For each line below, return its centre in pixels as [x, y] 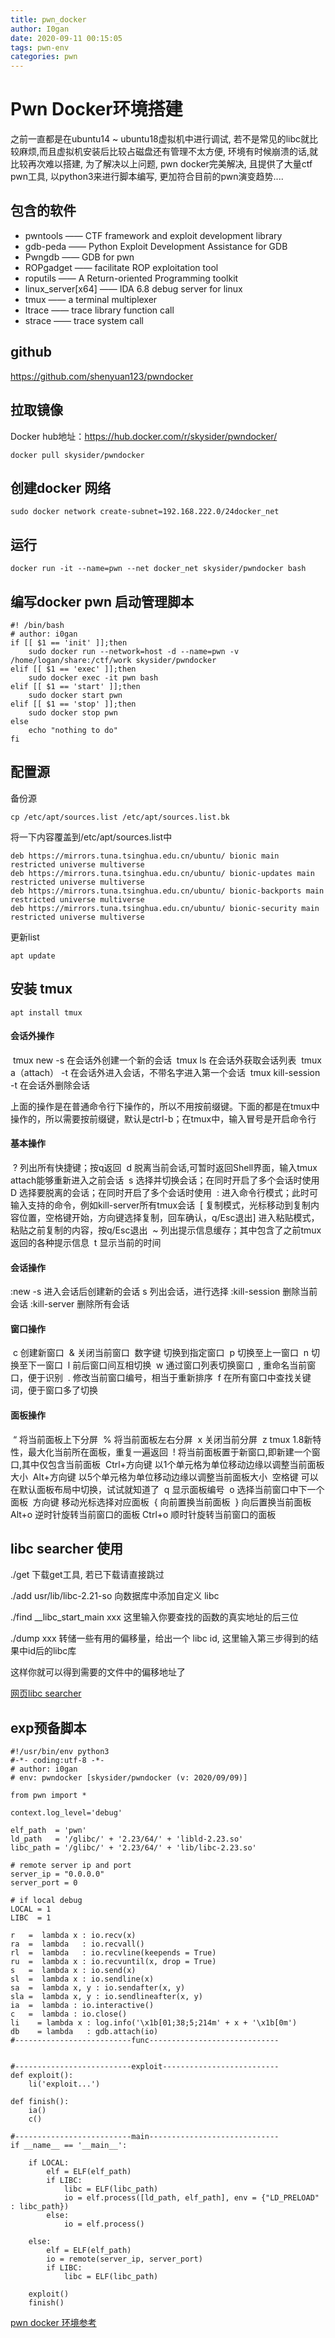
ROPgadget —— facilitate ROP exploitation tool [121, 267]
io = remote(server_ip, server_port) [124, 2259]
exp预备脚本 [48, 1727]
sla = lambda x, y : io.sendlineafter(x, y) [106, 1997]
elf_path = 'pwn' [48, 1831]
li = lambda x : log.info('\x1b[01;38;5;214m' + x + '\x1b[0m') [154, 2023]
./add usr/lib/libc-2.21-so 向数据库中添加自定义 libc [115, 1596]
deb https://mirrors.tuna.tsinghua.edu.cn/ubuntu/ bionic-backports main [167, 891]
